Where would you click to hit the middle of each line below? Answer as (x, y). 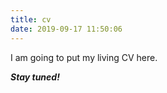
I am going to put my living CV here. (84, 57)
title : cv (31, 19)
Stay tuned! (35, 77)
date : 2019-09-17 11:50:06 (66, 29)
